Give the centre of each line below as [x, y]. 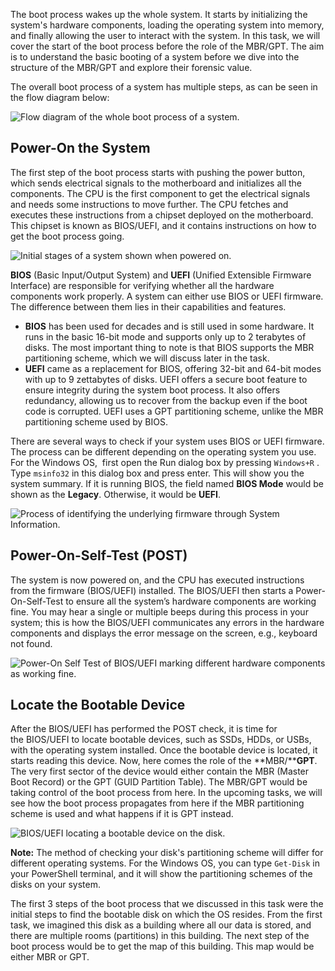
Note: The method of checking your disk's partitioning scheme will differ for [167, 853]
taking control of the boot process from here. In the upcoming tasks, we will [166, 793]
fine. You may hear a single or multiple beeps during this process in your [159, 611]
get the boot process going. [67, 236]
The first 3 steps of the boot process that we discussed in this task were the [167, 904]
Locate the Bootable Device [98, 705]
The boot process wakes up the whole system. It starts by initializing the [159, 14]
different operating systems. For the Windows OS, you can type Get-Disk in [165, 863]
